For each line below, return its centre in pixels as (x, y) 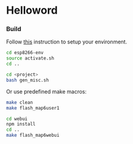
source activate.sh (30, 58)
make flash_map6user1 (33, 108)
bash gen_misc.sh (28, 80)
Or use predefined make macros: (47, 91)
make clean (20, 102)
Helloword (32, 10)
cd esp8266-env (25, 53)
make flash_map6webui (33, 135)
